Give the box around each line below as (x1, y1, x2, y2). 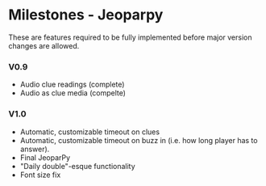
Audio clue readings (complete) (19, 79, 125, 90)
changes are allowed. (8, 40, 80, 50)
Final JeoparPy (19, 152, 71, 163)
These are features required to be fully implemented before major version (8, 32, 252, 42)
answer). (19, 144, 50, 154)
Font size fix (19, 170, 61, 180)
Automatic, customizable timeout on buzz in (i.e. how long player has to (19, 135, 258, 145)
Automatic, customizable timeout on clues (19, 127, 160, 137)
